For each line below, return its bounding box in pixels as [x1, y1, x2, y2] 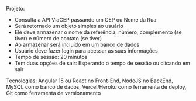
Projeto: [6, 5, 25, 12]
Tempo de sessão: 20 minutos [14, 54, 88, 60]
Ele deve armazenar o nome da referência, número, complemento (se [14, 29, 183, 36]
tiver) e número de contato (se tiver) [14, 35, 102, 41]
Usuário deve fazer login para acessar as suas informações [14, 47, 158, 54]
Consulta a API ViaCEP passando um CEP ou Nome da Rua [14, 16, 157, 23]
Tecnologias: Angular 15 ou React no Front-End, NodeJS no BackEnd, [6, 77, 174, 84]
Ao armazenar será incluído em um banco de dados [14, 41, 140, 48]
